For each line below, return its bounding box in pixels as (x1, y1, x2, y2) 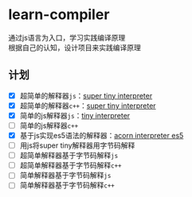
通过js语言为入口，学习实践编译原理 (8, 33, 126, 42)
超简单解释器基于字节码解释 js (19, 151, 119, 160)
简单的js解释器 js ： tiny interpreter (19, 110, 131, 120)
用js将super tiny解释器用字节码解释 (19, 141, 135, 150)
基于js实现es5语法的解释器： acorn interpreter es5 (19, 131, 184, 140)
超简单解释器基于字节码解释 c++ (19, 160, 122, 170)
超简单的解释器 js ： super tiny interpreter (19, 91, 153, 100)
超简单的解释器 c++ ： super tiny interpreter (19, 101, 157, 110)
